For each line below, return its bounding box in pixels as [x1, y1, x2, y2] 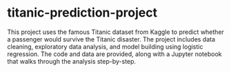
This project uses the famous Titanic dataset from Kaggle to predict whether [7, 28, 224, 36]
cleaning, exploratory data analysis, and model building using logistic [7, 42, 203, 51]
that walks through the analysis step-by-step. [7, 57, 137, 65]
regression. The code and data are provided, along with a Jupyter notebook [7, 50, 222, 58]
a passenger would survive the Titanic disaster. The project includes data [7, 35, 216, 43]
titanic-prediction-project [7, 5, 157, 21]
